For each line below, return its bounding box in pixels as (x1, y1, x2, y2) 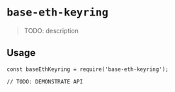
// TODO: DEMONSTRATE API (6, 78, 83, 85)
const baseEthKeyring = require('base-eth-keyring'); (6, 66, 169, 73)
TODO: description (23, 26, 79, 35)
